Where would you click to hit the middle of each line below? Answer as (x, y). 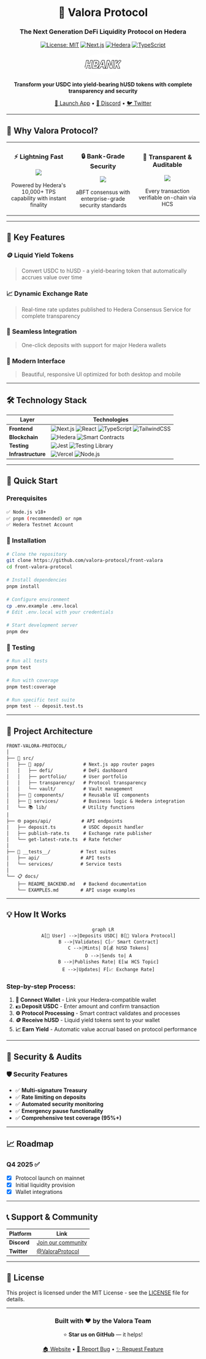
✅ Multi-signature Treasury (51, 1090)
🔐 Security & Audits (44, 1057)
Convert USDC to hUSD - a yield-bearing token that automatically (104, 271)
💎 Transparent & (167, 157)
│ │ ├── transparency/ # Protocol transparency (77, 783)
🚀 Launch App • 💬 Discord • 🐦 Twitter (103, 103)
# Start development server (42, 625)
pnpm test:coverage (31, 687)
